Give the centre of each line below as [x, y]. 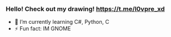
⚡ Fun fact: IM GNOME [42, 29]
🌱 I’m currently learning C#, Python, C [62, 22]
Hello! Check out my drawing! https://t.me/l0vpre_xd [85, 9]
